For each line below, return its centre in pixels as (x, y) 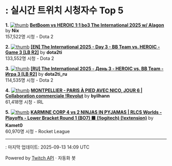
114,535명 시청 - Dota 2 (29, 80)
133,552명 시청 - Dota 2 (30, 58)
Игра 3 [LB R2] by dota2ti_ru (36, 74)
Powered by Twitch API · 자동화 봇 (40, 158)
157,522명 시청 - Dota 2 (29, 36)
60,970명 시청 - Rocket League (38, 131)
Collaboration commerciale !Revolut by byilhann (58, 96)
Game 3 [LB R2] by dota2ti (34, 52)
